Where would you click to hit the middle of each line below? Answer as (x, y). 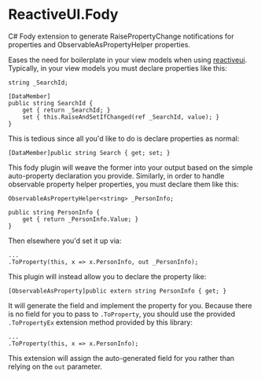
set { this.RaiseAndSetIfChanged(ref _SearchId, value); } (121, 117)
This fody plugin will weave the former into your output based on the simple (130, 167)
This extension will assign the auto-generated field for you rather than (121, 358)
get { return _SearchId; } (66, 110)
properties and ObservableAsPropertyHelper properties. (99, 44)
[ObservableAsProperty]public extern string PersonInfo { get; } (117, 291)
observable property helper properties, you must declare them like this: (124, 184)
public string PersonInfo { (54, 212)
